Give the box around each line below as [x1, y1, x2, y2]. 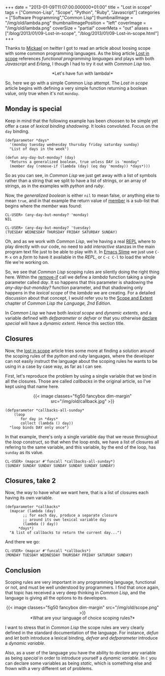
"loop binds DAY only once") [9, 425, 69, 430]
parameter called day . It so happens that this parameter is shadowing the [5, 279, 153, 285]
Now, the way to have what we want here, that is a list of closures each [5, 490, 149, 496]
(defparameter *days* [5, 138, 50, 142]
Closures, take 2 [5, 477, 56, 485]
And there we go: [5, 539, 40, 545]
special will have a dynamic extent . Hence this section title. [5, 320, 125, 326]
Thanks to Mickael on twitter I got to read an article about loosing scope [5, 45, 151, 51]
